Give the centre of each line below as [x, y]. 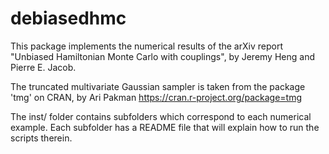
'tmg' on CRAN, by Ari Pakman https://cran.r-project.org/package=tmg [156, 97]
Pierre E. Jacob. [43, 67]
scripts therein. [41, 138]
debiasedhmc [68, 18]
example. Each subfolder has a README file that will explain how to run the [165, 127]
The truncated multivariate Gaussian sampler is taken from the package [158, 86]
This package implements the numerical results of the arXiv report [146, 46]
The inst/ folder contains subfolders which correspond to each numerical [161, 116]
